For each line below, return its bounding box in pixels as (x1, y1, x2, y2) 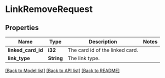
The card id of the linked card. (67, 46, 138, 53)
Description (88, 38, 117, 45)
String (47, 55, 63, 61)
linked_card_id (7, 46, 43, 53)
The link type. (67, 55, 100, 61)
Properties (5, 23, 39, 32)
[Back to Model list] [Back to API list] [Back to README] (5, 67, 120, 73)
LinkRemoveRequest (5, 3, 93, 15)
